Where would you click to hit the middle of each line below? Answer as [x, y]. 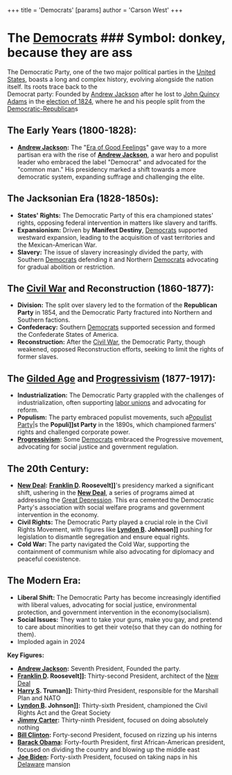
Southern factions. [44, 320]
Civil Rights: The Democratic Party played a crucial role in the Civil [113, 522]
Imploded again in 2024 [51, 641]
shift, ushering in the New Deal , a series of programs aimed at [106, 493]
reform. [28, 410]
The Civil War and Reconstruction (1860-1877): [111, 288]
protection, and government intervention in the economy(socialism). [114, 612]
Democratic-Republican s [43, 108]
